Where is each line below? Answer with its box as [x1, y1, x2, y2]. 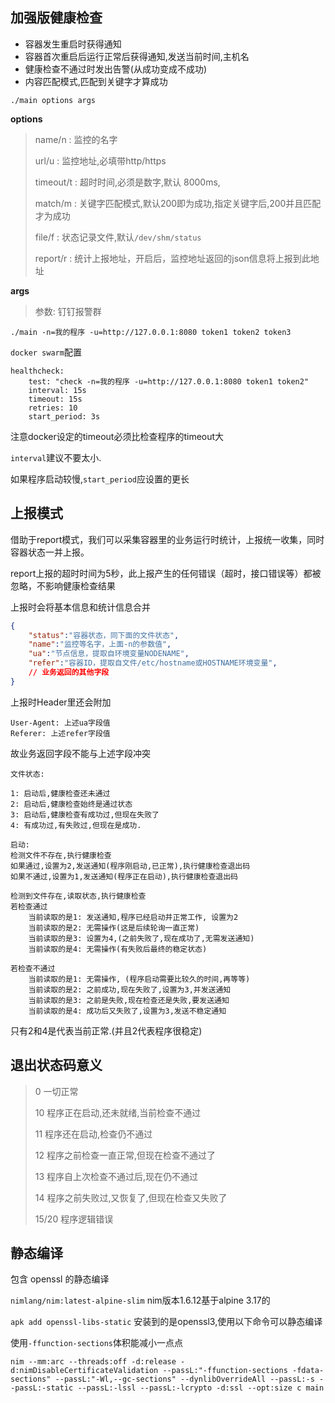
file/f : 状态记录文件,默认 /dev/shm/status [34, 231, 202, 243]
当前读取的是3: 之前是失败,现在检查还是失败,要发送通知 [28, 995, 230, 1005]
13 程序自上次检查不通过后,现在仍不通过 [34, 1170, 199, 1182]
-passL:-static [10, 1383, 74, 1393]
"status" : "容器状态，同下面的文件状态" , [28, 630, 180, 640]
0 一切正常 [34, 1085, 79, 1097]
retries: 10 [28, 403, 78, 413]
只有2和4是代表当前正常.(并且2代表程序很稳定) [10, 1024, 203, 1037]
